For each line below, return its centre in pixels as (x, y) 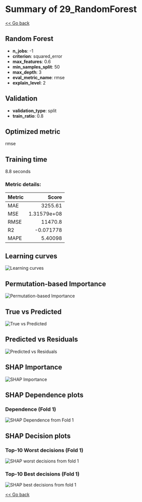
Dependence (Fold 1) (31, 409)
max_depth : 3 (27, 72)
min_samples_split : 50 (36, 67)
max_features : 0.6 (31, 62)
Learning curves (31, 256)
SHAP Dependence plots (44, 395)
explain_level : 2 (29, 83)
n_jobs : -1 (23, 51)
